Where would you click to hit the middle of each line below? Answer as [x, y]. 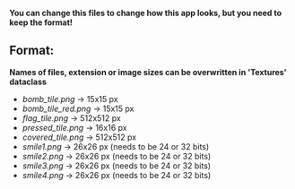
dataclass [28, 82]
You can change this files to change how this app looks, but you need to [146, 13]
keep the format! [41, 22]
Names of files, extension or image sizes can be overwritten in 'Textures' [148, 72]
